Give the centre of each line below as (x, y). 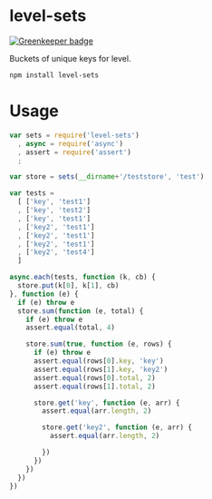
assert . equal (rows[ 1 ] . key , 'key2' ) (101, 369)
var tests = (32, 193)
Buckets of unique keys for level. (70, 58)
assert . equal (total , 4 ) (71, 328)
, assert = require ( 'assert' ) (74, 152)
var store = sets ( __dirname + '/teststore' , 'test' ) (107, 177)
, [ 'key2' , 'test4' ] (56, 252)
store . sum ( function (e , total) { (81, 311)
